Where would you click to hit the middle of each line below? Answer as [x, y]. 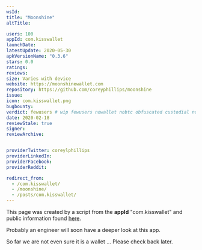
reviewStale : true [29, 123]
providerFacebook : [29, 162]
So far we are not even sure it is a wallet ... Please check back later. [90, 242]
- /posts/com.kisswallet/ [44, 195]
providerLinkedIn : [29, 156]
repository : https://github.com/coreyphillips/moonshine [79, 90]
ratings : [17, 67]
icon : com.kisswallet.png [38, 101]
